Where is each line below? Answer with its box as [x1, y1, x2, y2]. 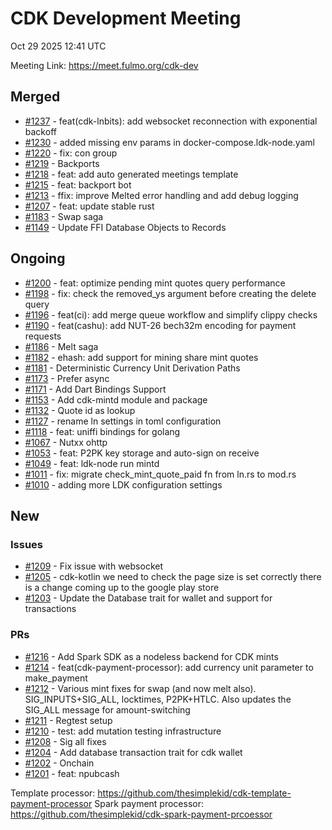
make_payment [24, 672, 88, 684]
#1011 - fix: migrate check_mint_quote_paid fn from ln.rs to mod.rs [24, 468, 297, 480]
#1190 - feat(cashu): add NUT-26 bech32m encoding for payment [24, 319, 297, 331]
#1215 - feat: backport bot [24, 178, 132, 191]
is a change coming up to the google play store [24, 582, 220, 594]
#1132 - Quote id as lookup [24, 404, 136, 416]
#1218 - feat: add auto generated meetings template [24, 168, 239, 180]
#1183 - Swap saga [24, 210, 104, 222]
